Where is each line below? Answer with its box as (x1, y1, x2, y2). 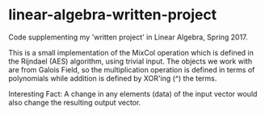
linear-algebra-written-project (8, 6, 217, 24)
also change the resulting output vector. (8, 97, 141, 107)
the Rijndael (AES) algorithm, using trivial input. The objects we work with (8, 56, 253, 66)
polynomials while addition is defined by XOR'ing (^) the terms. (8, 73, 217, 83)
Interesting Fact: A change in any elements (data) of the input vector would (8, 88, 258, 98)
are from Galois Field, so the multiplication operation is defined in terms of (8, 64, 255, 74)
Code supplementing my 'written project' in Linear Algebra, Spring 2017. (8, 32, 248, 42)
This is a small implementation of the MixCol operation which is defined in (8, 47, 254, 57)
